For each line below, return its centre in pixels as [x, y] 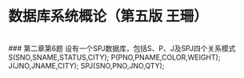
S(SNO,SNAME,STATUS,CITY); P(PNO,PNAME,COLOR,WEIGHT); [114, 57]
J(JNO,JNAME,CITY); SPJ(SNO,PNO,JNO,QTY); [86, 65]
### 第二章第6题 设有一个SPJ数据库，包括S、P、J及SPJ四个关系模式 [122, 48]
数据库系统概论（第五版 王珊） [108, 16]
